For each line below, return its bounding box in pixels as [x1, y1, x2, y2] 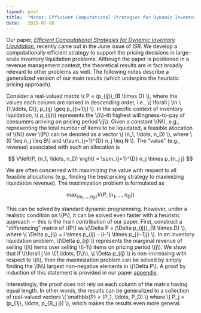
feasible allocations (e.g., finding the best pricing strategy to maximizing [6, 173, 184, 180]
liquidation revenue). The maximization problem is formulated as [6, 179, 165, 186]
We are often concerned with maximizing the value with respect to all [6, 167, 177, 174]
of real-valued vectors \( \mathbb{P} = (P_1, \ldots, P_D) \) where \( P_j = [6, 293, 185, 300]
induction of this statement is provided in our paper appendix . [6, 269, 159, 276]
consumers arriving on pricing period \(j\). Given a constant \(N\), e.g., [6, 118, 179, 125]
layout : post [6, 8, 39, 15]
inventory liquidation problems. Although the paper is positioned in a [20, 55, 190, 63]
